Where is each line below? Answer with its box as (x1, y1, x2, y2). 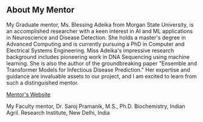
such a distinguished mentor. (6, 79, 79, 86)
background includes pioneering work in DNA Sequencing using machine (6, 53, 190, 60)
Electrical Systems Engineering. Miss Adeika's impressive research (6, 47, 174, 54)
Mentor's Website (6, 90, 50, 98)
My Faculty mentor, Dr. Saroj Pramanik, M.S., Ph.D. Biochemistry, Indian (6, 103, 185, 110)
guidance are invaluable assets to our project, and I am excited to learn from (6, 72, 198, 80)
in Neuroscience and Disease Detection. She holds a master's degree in (6, 33, 187, 41)
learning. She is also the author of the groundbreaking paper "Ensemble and (6, 59, 198, 67)
